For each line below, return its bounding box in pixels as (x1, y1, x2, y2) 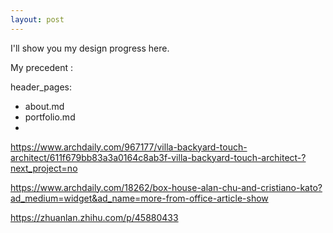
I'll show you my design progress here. (10, 42, 170, 54)
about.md (24, 100, 65, 112)
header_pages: (10, 81, 73, 93)
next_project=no (10, 162, 78, 174)
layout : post (10, 14, 65, 25)
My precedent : (10, 61, 74, 73)
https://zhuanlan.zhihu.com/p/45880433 (10, 211, 179, 223)
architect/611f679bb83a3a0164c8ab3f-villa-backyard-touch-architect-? (10, 151, 307, 163)
